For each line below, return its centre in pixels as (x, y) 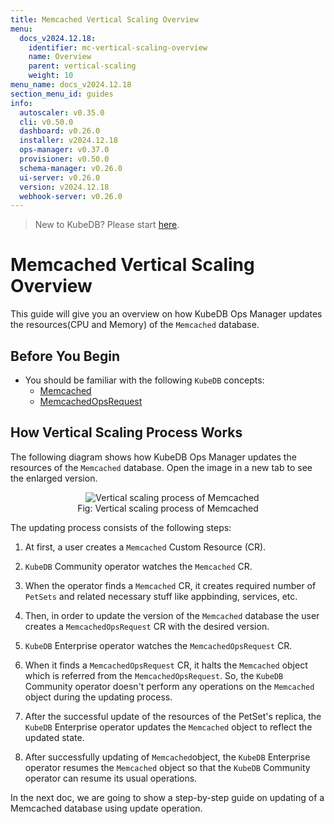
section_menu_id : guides (62, 94)
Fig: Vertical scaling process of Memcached (168, 508)
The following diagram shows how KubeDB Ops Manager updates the (153, 457)
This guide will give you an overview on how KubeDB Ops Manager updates (166, 314)
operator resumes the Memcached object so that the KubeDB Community (167, 767)
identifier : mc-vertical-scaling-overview (118, 47)
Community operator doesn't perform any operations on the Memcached (169, 686)
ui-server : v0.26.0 (60, 177)
